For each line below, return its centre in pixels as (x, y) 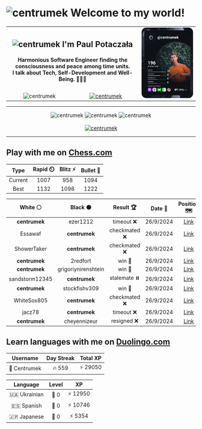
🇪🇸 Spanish (26, 405)
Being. (67, 79)
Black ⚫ (81, 208)
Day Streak (60, 358)
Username (25, 358)
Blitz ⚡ (68, 170)
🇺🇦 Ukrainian (26, 395)
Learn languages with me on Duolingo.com (88, 342)
